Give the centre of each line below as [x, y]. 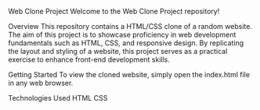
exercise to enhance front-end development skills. [89, 59]
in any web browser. [41, 83]
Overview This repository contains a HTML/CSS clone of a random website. [130, 26]
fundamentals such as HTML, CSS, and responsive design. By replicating [126, 43]
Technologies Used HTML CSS [58, 98]
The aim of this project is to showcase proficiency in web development [122, 35]
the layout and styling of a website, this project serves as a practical [118, 51]
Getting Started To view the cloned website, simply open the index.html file [129, 75]
